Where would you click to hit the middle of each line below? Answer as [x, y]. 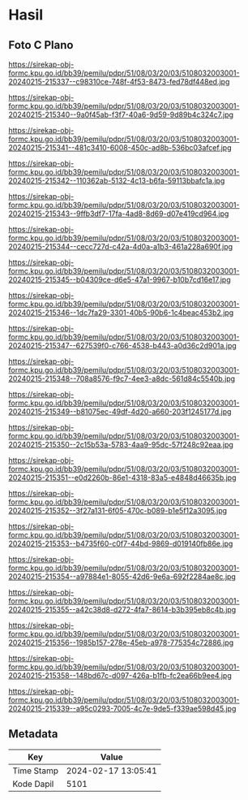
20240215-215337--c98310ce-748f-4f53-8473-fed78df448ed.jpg [119, 82]
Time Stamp [36, 771]
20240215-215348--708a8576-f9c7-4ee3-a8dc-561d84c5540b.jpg [122, 378]
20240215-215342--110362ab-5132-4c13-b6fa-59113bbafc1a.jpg [117, 181]
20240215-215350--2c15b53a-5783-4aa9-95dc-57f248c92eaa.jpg [121, 445]
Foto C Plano [41, 45]
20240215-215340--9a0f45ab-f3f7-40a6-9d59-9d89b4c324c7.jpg [121, 115]
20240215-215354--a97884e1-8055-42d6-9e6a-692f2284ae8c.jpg [122, 577]
